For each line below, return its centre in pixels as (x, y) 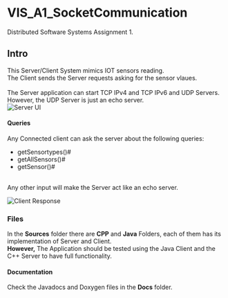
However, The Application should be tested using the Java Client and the (111, 249)
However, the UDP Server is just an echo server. (76, 100)
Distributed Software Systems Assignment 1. (70, 32)
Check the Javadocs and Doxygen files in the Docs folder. (90, 287)
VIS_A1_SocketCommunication (97, 13)
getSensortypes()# (44, 152)
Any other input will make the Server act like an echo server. (93, 187)
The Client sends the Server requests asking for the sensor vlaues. (102, 78)
